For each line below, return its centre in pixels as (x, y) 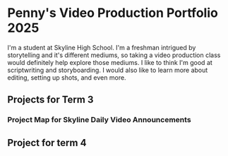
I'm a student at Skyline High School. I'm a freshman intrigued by (102, 47)
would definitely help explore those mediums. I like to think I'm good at (110, 62)
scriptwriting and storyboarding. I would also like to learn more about (108, 70)
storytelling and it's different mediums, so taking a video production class (114, 55)
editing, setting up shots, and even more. (67, 77)
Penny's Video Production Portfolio (113, 13)
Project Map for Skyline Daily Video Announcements (100, 120)
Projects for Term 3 (50, 100)
